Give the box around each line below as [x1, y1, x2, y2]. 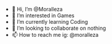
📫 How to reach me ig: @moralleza [11, 32, 99, 38]
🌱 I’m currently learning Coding [11, 18, 88, 25]
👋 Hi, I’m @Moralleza [11, 6, 63, 12]
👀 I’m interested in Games [11, 12, 75, 19]
